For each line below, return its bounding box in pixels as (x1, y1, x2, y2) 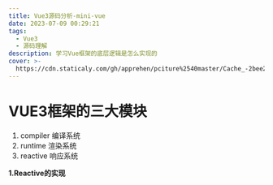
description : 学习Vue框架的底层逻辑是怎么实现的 (8, 49, 158, 58)
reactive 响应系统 (19, 151, 79, 161)
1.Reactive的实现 (8, 168, 66, 178)
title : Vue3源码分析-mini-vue (8, 11, 106, 20)
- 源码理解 (15, 42, 48, 50)
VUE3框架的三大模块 (8, 102, 148, 120)
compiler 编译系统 (19, 131, 81, 140)
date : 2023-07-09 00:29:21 (8, 19, 100, 28)
